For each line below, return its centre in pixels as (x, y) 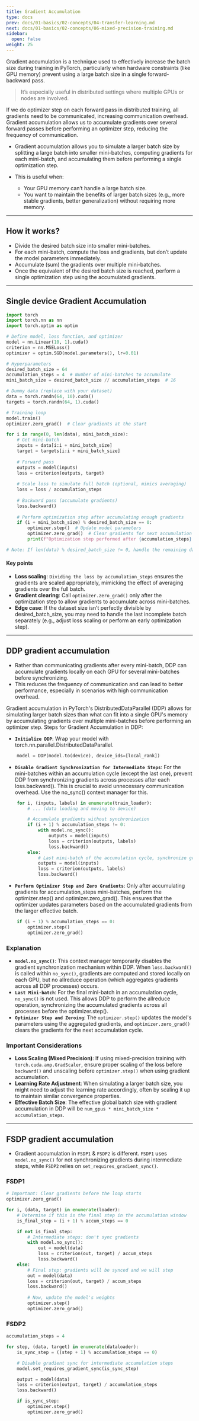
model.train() (24, 418)
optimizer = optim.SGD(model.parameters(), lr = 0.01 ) (73, 353)
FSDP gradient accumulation (60, 1139)
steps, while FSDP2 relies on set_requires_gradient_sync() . (86, 1166)
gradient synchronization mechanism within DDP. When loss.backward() (103, 967)
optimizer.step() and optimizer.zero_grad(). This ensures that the (93, 898)
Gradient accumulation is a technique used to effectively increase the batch (98, 61)
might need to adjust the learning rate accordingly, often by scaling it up (102, 1090)
